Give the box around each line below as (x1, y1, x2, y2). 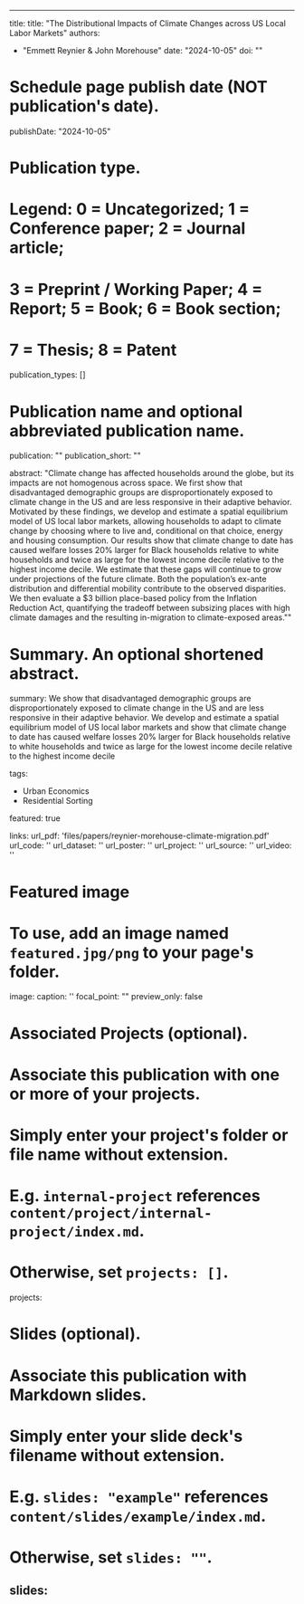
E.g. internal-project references (9, 1186, 261, 1207)
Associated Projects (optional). (9, 1023, 249, 1044)
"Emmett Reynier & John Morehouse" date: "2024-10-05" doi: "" (22, 45, 263, 55)
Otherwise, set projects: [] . (9, 1262, 229, 1283)
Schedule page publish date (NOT (9, 77, 269, 98)
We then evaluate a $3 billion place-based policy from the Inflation (9, 593, 258, 604)
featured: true (9, 813, 61, 824)
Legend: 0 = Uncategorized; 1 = (9, 199, 251, 220)
